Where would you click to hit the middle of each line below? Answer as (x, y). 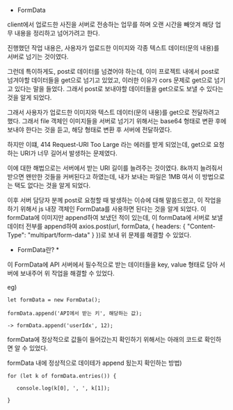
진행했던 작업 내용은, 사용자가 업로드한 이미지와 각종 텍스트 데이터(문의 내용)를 (113, 48)
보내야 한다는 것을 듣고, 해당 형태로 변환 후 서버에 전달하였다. (90, 129)
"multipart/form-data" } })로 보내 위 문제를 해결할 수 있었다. (110, 235)
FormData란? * (38, 250)
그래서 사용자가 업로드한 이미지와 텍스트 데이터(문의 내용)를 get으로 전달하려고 (114, 112)
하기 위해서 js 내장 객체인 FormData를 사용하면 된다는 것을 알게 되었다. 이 (107, 209)
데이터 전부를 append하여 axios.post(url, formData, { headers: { (96, 226)
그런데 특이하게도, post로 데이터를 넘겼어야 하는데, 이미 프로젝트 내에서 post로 (113, 71)
